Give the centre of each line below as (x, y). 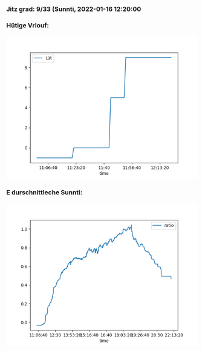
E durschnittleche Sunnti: (44, 193)
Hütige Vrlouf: (28, 25)
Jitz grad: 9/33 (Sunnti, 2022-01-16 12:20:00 (74, 9)
